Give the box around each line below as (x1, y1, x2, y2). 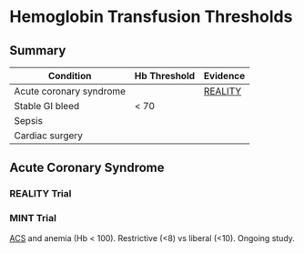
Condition (47, 70, 92, 82)
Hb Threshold (134, 70, 196, 82)
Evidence (203, 70, 246, 82)
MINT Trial (9, 212, 57, 225)
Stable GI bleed (14, 100, 80, 112)
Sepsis (14, 115, 44, 126)
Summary (9, 43, 66, 58)
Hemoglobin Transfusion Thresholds (9, 6, 293, 27)
